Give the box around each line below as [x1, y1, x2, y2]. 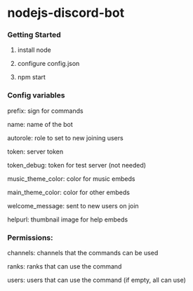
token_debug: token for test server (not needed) [7, 161, 146, 169]
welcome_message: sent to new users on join [7, 201, 139, 210]
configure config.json [17, 60, 80, 68]
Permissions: [7, 233, 53, 243]
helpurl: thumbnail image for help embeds [7, 215, 128, 224]
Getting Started [7, 30, 61, 40]
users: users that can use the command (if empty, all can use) [7, 276, 186, 285]
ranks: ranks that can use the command [7, 262, 122, 271]
